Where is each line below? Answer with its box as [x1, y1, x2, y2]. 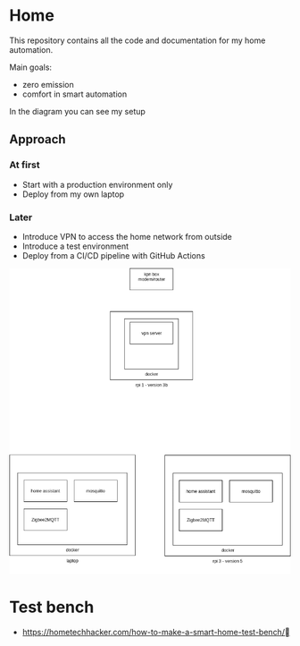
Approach [9, 132, 66, 148]
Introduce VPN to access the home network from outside [21, 231, 232, 242]
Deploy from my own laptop [21, 189, 125, 200]
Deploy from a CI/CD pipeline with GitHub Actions [21, 250, 205, 260]
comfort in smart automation [21, 89, 128, 99]
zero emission [21, 79, 74, 89]
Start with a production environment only [21, 179, 173, 190]
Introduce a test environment [21, 241, 129, 251]
